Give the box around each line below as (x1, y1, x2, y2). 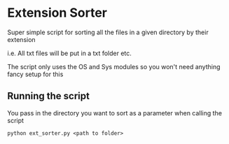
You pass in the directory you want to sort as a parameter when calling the (7, 108, 223, 117)
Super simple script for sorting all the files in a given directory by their (7, 28, 209, 36)
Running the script (7, 90, 90, 102)
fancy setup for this (7, 70, 64, 78)
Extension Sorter (7, 5, 107, 21)
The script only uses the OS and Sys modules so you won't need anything (7, 62, 221, 71)
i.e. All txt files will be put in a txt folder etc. (7, 49, 132, 57)
